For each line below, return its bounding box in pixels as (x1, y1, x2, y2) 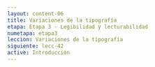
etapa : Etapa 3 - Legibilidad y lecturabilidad (7, 23, 149, 30)
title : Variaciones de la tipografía (7, 17, 117, 24)
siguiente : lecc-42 (7, 43, 64, 50)
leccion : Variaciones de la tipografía (7, 36, 124, 43)
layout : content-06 (7, 10, 64, 17)
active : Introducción (7, 50, 71, 57)
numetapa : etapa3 (7, 29, 58, 37)
